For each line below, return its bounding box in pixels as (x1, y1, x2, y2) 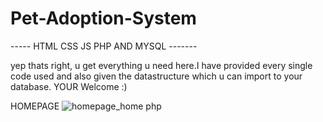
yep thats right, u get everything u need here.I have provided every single (10, 59, 313, 71)
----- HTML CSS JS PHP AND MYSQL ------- (10, 40, 198, 52)
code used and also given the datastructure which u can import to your (10, 70, 303, 82)
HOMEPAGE (10, 100, 60, 112)
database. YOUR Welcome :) (10, 80, 128, 92)
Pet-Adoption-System (10, 7, 197, 30)
